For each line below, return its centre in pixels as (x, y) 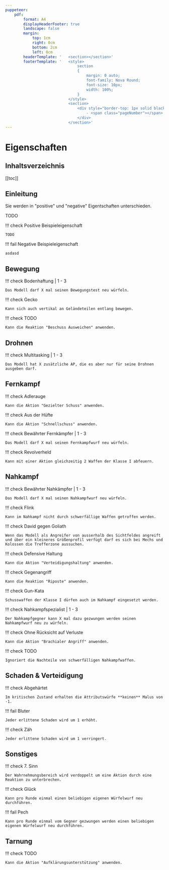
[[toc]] (12, 178)
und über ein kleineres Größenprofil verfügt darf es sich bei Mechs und (84, 540)
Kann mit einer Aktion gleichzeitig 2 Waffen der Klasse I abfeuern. (80, 461)
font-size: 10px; (104, 85)
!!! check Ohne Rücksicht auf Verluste (44, 632)
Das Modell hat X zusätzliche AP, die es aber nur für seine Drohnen (80, 364)
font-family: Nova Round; (113, 80)
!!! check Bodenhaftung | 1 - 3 (36, 281)
